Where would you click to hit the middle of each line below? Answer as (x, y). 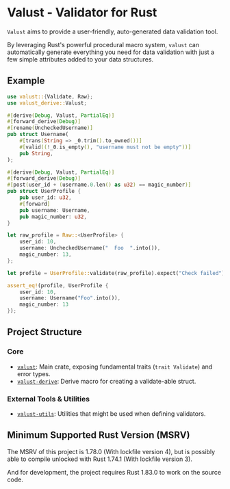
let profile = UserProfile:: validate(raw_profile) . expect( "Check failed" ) (116, 273)
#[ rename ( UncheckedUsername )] (50, 128)
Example (26, 81)
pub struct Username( (38, 135)
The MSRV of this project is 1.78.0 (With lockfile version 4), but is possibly (111, 451)
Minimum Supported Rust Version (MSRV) (99, 435)
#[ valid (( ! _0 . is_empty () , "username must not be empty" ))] (105, 147)
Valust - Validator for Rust (82, 13)
